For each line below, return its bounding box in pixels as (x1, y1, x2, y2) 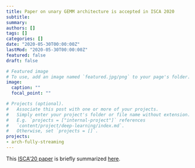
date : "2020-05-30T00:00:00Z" (6, 42, 80, 48)
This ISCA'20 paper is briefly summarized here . (6, 155, 120, 162)
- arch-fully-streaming (6, 139, 65, 145)
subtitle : (6, 14, 31, 20)
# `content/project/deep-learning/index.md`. (6, 123, 125, 129)
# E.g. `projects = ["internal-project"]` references (6, 117, 146, 123)
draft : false (6, 58, 38, 63)
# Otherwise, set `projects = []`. (6, 128, 99, 134)
